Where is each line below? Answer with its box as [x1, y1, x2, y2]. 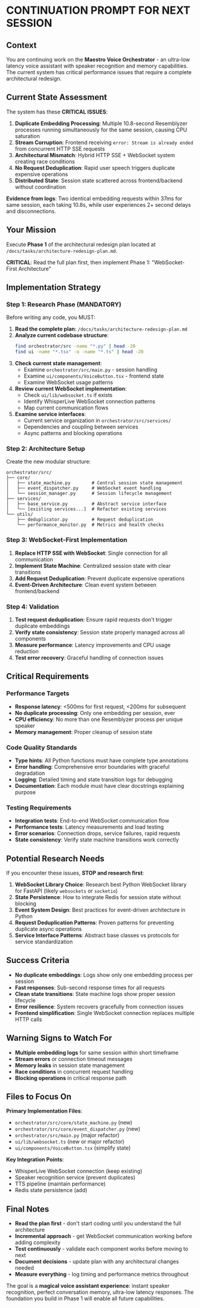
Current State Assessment [6, 92, 107, 102]
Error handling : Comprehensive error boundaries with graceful [14, 763, 170, 770]
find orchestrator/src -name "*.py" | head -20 [14, 343, 136, 350]
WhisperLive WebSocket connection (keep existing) [14, 1168, 143, 1175]
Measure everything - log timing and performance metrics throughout [14, 1271, 189, 1278]
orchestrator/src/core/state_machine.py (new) [14, 1119, 133, 1126]
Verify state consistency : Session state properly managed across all [14, 628, 185, 635]
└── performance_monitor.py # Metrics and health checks [17, 522, 164, 528]
